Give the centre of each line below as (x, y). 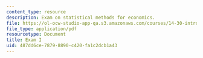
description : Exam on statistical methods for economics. (81, 18)
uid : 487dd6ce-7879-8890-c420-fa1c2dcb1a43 (62, 46)
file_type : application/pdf (42, 29)
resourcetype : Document (36, 34)
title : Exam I (24, 40)
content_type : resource (36, 12)
